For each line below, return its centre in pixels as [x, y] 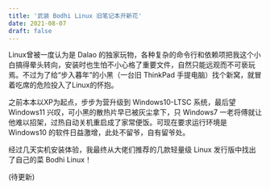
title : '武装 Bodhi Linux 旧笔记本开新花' [75, 16]
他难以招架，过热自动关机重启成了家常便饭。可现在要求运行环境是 [118, 123]
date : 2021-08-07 [37, 23]
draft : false [30, 31]
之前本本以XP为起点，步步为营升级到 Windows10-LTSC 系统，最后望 [122, 103]
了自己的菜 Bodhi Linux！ [50, 160]
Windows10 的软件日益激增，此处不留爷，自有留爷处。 [99, 132]
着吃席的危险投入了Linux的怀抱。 [63, 85]
